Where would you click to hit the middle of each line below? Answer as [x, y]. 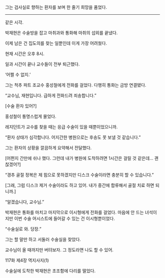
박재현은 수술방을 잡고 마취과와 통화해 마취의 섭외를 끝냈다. [61, 33]
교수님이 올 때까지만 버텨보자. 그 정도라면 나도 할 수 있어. [59, 250]
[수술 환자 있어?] [21, 106]
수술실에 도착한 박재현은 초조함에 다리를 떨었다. [50, 271]
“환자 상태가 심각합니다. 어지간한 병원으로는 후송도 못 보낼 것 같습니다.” [73, 137]
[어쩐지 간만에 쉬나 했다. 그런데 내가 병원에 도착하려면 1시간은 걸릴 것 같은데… [79, 158]
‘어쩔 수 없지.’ [18, 75]
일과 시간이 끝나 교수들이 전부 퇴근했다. [42, 64]
